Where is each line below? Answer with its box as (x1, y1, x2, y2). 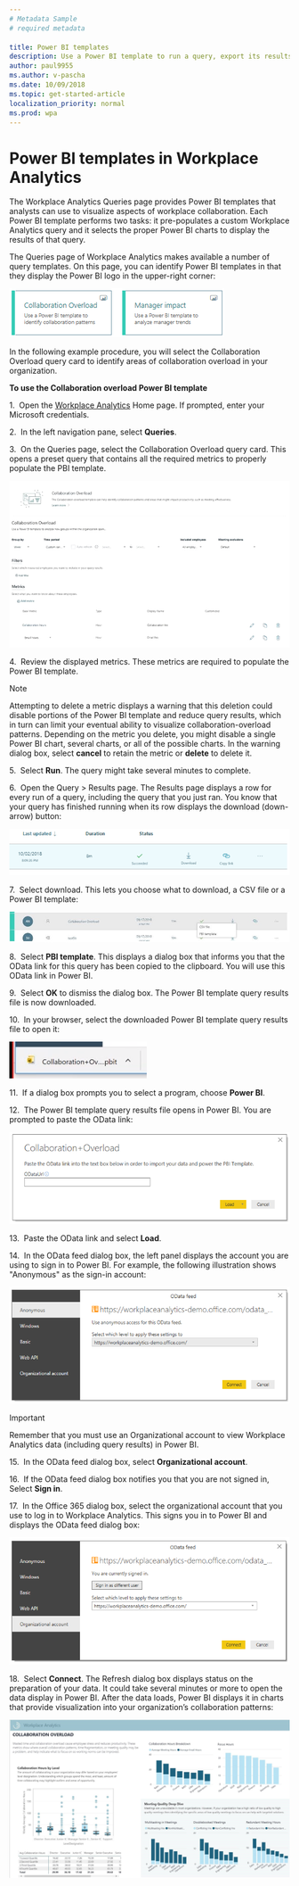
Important (9, 1412, 45, 1423)
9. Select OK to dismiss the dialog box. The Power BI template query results (9, 987, 289, 998)
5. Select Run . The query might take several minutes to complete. (9, 765, 252, 776)
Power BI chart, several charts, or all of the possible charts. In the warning (9, 739, 281, 749)
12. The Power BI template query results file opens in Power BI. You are (9, 1104, 271, 1115)
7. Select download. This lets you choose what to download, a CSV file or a (9, 884, 286, 896)
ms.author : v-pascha (9, 71, 86, 80)
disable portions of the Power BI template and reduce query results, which (9, 710, 282, 721)
